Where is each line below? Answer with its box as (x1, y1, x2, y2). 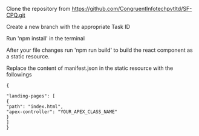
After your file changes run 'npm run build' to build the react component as (6, 46, 193, 54)
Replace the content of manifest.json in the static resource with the (6, 64, 174, 72)
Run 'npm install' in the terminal (6, 35, 85, 42)
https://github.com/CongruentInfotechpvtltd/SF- (71, 5, 192, 12)
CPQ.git (6, 11, 25, 19)
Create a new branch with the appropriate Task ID (6, 23, 131, 30)
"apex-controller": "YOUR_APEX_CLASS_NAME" (6, 109, 118, 115)
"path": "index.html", (6, 104, 64, 110)
